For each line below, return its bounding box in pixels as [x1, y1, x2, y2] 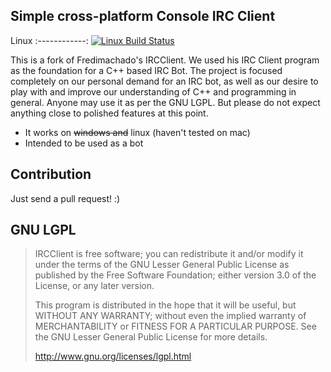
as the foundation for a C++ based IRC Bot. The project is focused [10, 64, 283, 76]
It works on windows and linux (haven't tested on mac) [24, 126, 251, 138]
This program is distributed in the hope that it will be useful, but [34, 299, 297, 311]
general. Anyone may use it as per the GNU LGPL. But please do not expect [10, 96, 321, 108]
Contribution [10, 166, 92, 183]
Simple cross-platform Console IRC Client [10, 8, 276, 25]
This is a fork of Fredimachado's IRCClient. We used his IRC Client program [10, 54, 320, 66]
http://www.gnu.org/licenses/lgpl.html [34, 350, 192, 363]
